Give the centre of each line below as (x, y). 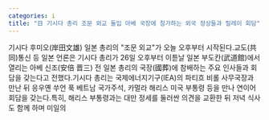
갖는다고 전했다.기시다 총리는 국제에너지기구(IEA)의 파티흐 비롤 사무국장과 (139, 77)
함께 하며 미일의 (41, 108)
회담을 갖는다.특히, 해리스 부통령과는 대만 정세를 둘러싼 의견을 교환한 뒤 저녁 (127, 97)
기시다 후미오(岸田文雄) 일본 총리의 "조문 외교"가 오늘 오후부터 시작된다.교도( (129, 47)
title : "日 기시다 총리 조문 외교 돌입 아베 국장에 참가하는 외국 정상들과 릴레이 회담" (134, 23)
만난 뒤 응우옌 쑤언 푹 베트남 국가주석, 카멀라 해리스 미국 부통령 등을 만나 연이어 (132, 87)
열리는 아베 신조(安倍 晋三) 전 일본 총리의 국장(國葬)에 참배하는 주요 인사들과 (128, 67)
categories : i (32, 16)
